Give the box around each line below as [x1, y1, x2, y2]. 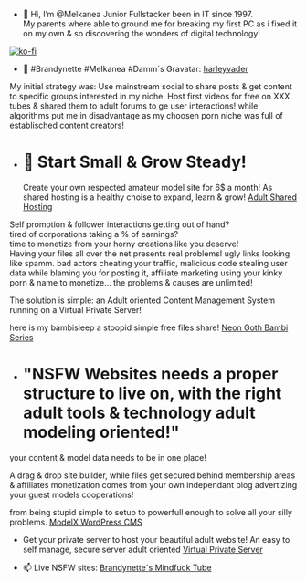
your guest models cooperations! [9, 489, 134, 500]
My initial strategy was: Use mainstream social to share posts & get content [9, 81, 292, 91]
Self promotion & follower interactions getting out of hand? [9, 219, 230, 230]
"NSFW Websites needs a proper [22, 364, 279, 385]
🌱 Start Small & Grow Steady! [22, 151, 247, 172]
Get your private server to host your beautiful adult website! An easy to [22, 534, 290, 545]
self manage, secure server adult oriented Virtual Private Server [22, 544, 263, 555]
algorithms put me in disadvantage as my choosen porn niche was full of [9, 110, 283, 120]
